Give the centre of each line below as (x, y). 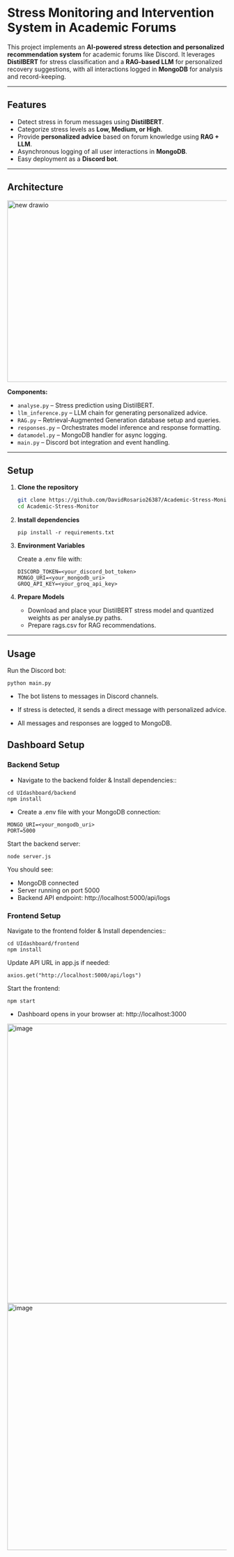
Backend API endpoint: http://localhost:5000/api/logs (94, 897)
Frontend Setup (34, 915)
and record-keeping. (37, 76)
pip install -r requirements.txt (66, 533)
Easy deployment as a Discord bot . (68, 159)
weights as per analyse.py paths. (75, 618)
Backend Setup (34, 765)
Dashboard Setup (46, 745)
